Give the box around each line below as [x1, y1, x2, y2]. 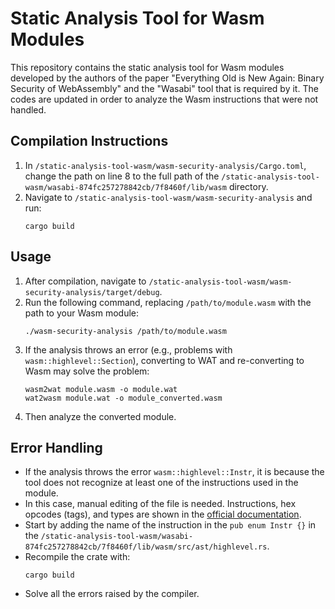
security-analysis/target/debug [24, 287, 160, 297]
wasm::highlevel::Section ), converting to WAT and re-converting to [24, 354, 305, 366]
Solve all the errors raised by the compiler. [24, 588, 200, 600]
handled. [10, 103, 47, 116]
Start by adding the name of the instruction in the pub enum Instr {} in [24, 519, 317, 531]
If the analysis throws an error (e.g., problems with [24, 343, 233, 356]
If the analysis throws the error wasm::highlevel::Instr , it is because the [24, 466, 325, 478]
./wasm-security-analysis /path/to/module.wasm [24, 326, 227, 336]
